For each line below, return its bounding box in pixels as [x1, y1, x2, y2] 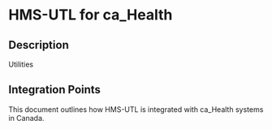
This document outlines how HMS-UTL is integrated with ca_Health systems [8, 104, 264, 114]
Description [8, 38, 69, 52]
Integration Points [8, 83, 101, 97]
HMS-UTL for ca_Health [8, 6, 173, 24]
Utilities [8, 59, 34, 69]
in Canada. [8, 113, 45, 123]
